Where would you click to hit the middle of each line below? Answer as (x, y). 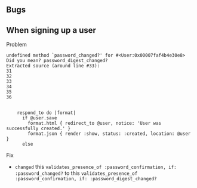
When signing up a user (51, 30)
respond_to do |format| (47, 113)
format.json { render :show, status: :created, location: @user (109, 134)
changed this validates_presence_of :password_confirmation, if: (96, 167)
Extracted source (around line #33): (53, 66)
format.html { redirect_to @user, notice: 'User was (95, 124)
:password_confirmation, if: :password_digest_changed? (86, 179)
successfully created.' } (38, 129)
